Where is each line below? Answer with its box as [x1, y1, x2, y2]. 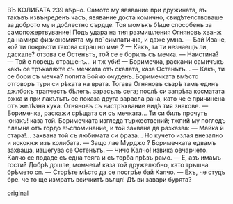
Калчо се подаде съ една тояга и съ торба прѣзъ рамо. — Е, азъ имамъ [7, 153, 221, 162]
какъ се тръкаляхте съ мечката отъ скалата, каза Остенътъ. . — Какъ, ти [7, 65, 225, 73]
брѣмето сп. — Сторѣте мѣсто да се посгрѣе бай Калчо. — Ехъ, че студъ [7, 168, 226, 176]
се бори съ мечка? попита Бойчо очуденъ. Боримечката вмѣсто [7, 72, 199, 80]
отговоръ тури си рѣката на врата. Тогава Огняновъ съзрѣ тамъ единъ [7, 80, 219, 87]
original [7, 189, 29, 197]
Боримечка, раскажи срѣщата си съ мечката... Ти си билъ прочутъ [7, 109, 208, 117]
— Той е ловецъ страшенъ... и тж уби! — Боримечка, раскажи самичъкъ [7, 58, 224, 65]
